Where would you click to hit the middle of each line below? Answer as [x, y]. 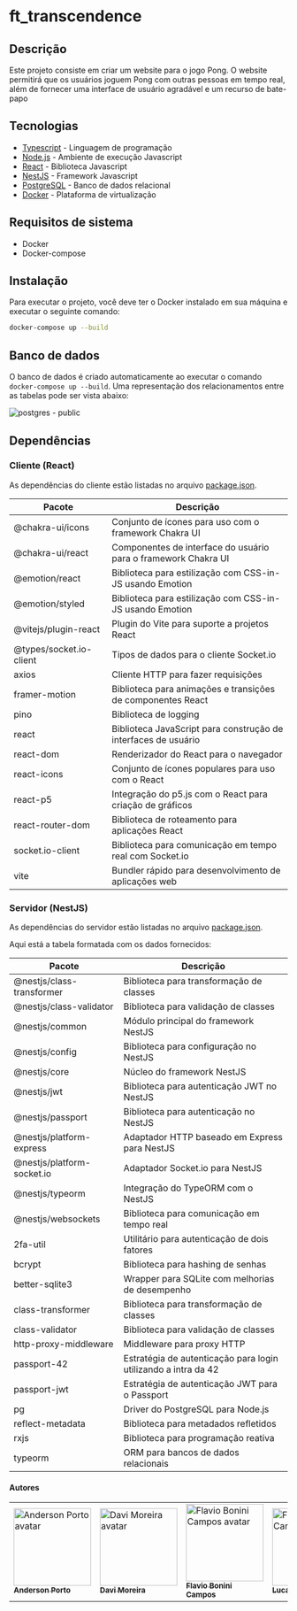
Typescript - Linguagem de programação [97, 147]
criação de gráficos [152, 805]
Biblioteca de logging [156, 714]
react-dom [37, 754]
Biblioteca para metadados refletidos [200, 1424]
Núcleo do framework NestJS [185, 1072]
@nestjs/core [41, 1072]
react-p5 [33, 799]
